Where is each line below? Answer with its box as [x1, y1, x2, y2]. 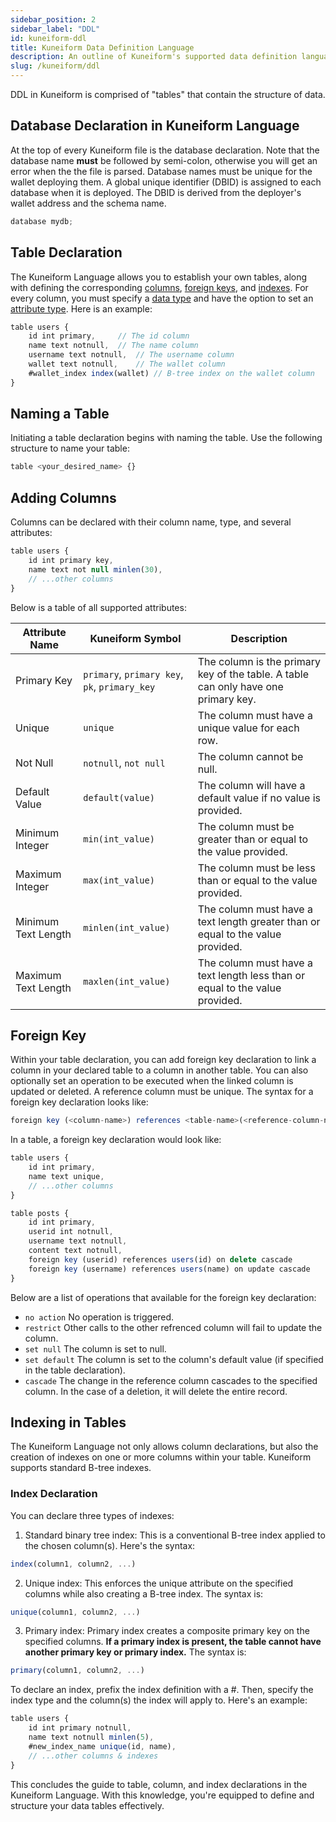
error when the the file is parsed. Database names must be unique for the [10, 165, 313, 177]
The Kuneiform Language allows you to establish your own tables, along [10, 271, 308, 283]
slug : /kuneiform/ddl [10, 61, 101, 71]
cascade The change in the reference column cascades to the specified [24, 1374, 318, 1386]
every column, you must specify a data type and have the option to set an [10, 292, 314, 304]
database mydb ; [10, 216, 74, 226]
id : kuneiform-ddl [10, 33, 87, 43]
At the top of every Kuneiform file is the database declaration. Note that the [10, 144, 320, 156]
